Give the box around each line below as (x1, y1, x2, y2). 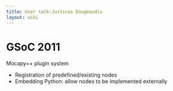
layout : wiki (6, 14, 39, 20)
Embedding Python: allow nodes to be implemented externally (14, 78, 168, 85)
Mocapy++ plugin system (6, 60, 69, 67)
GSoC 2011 (6, 40, 61, 54)
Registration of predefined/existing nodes (14, 71, 118, 78)
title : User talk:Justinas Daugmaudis (6, 8, 103, 15)
